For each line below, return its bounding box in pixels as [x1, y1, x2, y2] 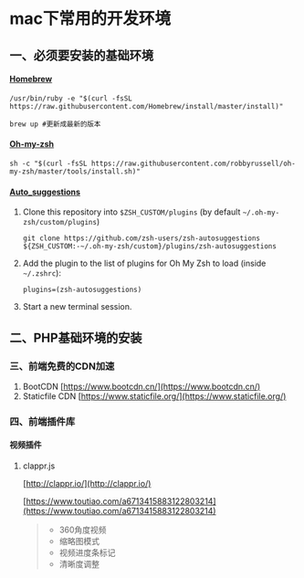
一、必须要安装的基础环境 [9, 47, 153, 63]
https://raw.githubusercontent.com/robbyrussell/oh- [90, 159, 297, 168]
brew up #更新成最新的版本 [9, 120, 101, 129]
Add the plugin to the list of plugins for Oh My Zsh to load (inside [22, 257, 267, 269]
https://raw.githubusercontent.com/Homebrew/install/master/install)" [9, 101, 284, 110]
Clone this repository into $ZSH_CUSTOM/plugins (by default [22, 206, 241, 217]
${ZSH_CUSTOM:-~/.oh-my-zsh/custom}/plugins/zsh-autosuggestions [22, 242, 277, 251]
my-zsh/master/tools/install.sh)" [9, 166, 142, 176]
